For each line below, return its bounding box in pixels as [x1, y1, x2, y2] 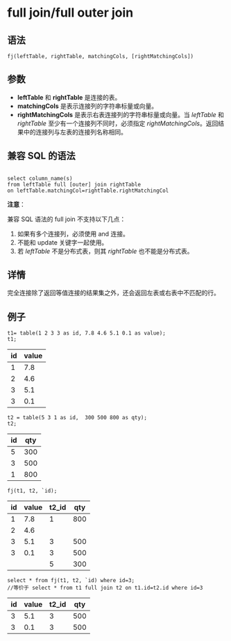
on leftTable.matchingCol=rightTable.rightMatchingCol [7, 187, 169, 194]
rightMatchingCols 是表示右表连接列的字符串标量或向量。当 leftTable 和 [17, 110, 224, 118]
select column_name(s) [7, 175, 73, 182]
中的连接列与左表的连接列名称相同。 [23, 128, 127, 136]
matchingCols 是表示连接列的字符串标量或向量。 [17, 102, 158, 110]
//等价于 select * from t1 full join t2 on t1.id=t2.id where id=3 [7, 584, 203, 592]
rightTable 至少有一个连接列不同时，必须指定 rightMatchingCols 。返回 [17, 119, 219, 128]
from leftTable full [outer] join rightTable [7, 181, 141, 188]
